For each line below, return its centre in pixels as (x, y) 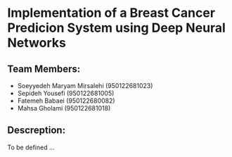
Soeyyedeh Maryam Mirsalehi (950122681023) (85, 86)
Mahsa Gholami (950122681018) (64, 108)
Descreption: (36, 131)
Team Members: (44, 69)
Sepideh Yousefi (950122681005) (66, 93)
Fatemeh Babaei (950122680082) (66, 101)
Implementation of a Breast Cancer (111, 13)
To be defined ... (31, 147)
